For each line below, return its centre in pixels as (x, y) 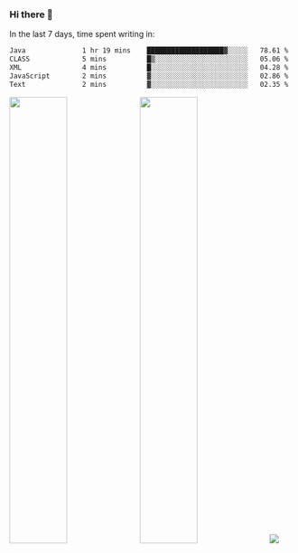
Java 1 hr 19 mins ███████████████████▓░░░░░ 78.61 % (149, 51)
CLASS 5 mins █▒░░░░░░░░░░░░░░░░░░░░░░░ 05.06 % (149, 59)
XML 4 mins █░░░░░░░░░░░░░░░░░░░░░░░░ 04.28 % (149, 68)
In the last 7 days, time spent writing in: (82, 34)
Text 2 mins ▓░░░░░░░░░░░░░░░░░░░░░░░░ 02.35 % (149, 84)
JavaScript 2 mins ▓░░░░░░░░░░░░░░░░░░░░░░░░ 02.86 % (149, 76)
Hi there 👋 (32, 14)
